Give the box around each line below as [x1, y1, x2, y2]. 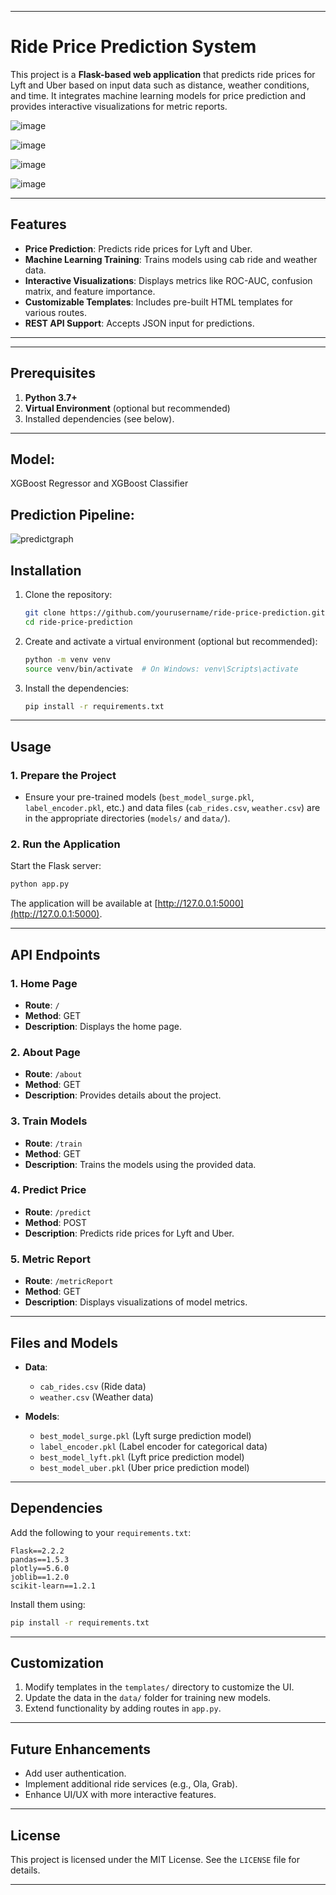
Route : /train [24, 1137, 83, 1149]
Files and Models [10, 1334, 119, 1351]
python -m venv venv [24, 654, 111, 665]
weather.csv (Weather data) [39, 1391, 154, 1403]
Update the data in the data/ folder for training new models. [24, 1692, 272, 1704]
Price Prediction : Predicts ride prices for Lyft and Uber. [24, 242, 253, 255]
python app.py [10, 879, 70, 890]
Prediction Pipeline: [10, 506, 135, 523]
